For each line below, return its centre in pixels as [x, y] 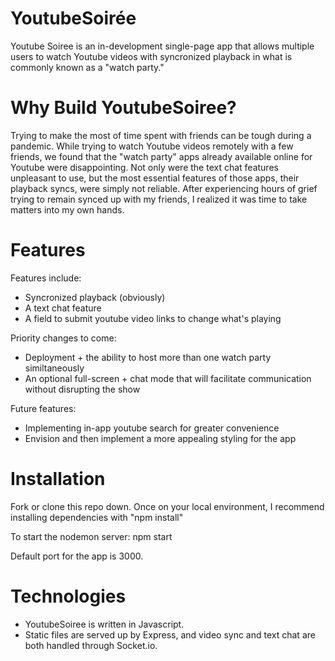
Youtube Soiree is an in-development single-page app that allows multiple [162, 46]
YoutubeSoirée [73, 18]
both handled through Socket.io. [91, 645]
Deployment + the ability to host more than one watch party [148, 357]
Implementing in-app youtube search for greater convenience [152, 428]
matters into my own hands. [67, 209]
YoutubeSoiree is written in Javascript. [104, 624]
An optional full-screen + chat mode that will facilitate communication [168, 378]
